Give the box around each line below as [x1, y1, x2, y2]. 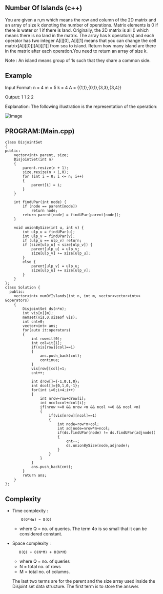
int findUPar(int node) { [14, 200, 67, 205]
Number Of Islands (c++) [5, 4, 82, 12]
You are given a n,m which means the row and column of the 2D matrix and [5, 17, 157, 22]
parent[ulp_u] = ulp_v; [31, 246, 80, 252]
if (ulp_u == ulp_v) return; [22, 238, 82, 243]
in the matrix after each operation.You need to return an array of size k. [5, 48, 148, 54]
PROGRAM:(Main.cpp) [5, 127, 75, 136]
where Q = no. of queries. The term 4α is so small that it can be [19, 526, 147, 532]
